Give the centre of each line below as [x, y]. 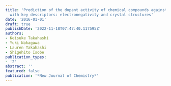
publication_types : [26, 57]
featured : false [22, 71]
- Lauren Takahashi [26, 48]
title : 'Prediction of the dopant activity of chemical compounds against [86, 10]
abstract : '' [19, 66]
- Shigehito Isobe [25, 52]
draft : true [18, 24]
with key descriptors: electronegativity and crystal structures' [82, 15]
